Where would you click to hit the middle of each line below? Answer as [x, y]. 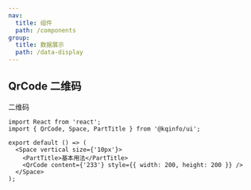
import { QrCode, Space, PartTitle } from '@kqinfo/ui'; [104, 129]
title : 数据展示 [40, 45]
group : [19, 38]
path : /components [46, 30]
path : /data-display [49, 52]
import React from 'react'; [55, 122]
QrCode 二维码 [45, 87]
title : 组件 [34, 23]
